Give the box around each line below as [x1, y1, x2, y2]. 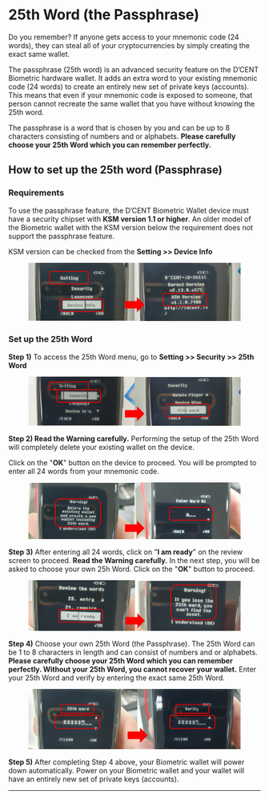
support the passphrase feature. [8, 231, 115, 241]
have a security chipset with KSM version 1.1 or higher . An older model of [8, 214, 251, 224]
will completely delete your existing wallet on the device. [8, 442, 195, 452]
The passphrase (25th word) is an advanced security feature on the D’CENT [8, 64, 259, 74]
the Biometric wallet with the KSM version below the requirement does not [8, 222, 254, 232]
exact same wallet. [8, 49, 70, 59]
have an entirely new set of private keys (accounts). [8, 774, 179, 784]
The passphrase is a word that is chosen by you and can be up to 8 [8, 123, 231, 132]
